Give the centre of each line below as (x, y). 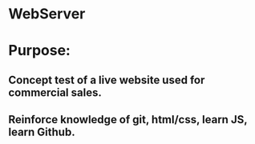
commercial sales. (55, 92)
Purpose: (39, 51)
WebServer (47, 14)
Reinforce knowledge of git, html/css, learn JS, (128, 120)
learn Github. (42, 132)
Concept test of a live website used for (107, 80)
